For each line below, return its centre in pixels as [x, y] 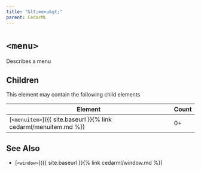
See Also [23, 148]
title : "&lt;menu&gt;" [34, 12]
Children [22, 80]
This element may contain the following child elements [73, 95]
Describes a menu [29, 61]
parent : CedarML [26, 17]
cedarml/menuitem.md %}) [47, 127]
